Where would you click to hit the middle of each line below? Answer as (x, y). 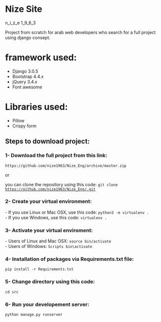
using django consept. (28, 38)
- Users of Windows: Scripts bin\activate (49, 246)
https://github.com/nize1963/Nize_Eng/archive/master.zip (66, 166)
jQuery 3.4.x (25, 81)
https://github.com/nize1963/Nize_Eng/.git (50, 189)
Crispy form (24, 126)
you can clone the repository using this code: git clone (62, 184)
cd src (12, 292)
